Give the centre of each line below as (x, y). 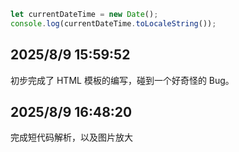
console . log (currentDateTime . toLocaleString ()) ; (113, 23)
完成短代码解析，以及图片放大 (71, 137)
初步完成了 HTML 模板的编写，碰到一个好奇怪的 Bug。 (122, 80)
